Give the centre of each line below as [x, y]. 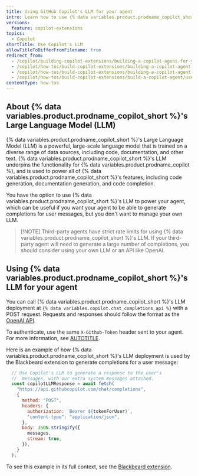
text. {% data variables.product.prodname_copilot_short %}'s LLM [86, 158]
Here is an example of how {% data [49, 350]
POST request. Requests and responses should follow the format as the [93, 314]
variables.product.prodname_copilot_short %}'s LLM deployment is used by [98, 356]
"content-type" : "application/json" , [73, 417]
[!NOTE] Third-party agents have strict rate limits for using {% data [102, 232]
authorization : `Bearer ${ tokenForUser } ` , [80, 411]
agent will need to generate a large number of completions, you [112, 244]
